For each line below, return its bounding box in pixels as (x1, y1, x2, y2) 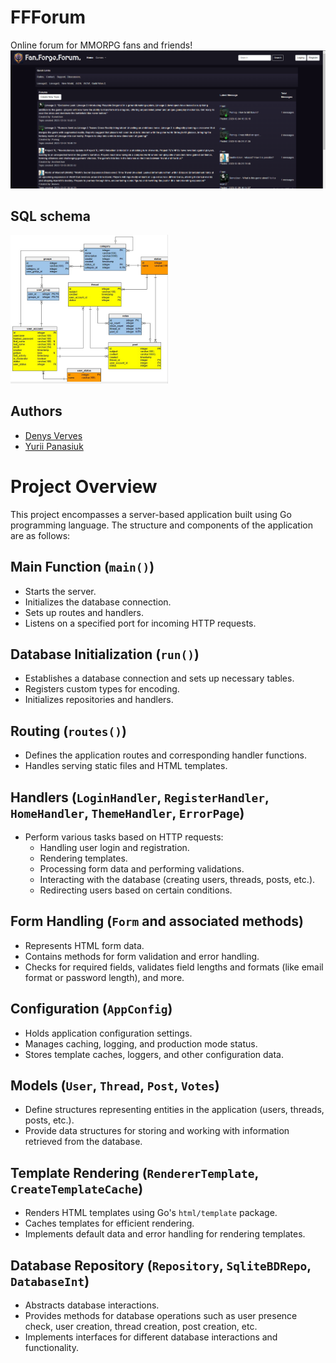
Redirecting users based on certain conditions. (39, 884, 233, 896)
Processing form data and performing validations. (39, 862, 245, 875)
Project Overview (10, 475, 158, 498)
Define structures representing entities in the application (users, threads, (24, 1104, 325, 1116)
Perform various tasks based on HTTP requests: (24, 831, 224, 843)
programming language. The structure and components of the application (10, 519, 313, 531)
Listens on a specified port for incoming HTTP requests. (24, 617, 257, 629)
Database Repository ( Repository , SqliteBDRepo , (10, 1257, 312, 1274)
